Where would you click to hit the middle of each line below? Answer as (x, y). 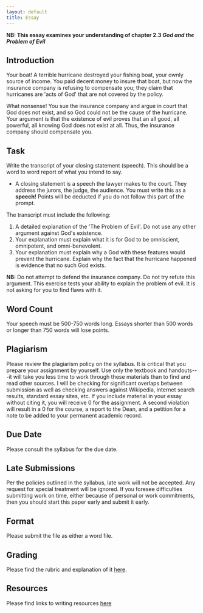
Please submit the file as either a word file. (60, 536)
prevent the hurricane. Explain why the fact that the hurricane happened (105, 259)
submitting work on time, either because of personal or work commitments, (101, 496)
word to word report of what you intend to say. (64, 172)
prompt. (25, 203)
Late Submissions (41, 468)
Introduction (30, 60)
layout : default (27, 12)
